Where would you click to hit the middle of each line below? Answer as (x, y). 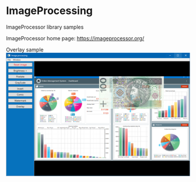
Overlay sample (25, 49)
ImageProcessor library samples (45, 27)
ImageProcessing (50, 11)
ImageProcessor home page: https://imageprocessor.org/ (75, 38)
